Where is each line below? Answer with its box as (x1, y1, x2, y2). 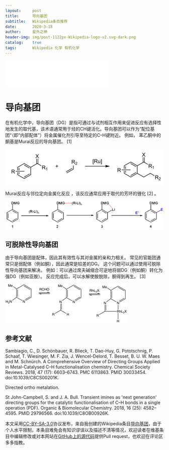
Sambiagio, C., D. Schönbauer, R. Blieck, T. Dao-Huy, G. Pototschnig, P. (5, 348, 153, 354)
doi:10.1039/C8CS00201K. (5, 375, 59, 381)
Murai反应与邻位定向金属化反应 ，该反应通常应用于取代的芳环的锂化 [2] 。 (5, 190, 159, 196)
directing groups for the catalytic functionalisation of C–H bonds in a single (5, 400, 161, 406)
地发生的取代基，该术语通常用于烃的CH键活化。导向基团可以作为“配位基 (5, 126, 155, 132)
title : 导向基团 (5, 13, 48, 19)
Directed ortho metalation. (5, 384, 59, 390)
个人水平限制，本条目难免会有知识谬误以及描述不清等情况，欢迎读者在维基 (5, 427, 159, 433)
